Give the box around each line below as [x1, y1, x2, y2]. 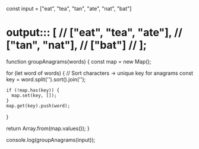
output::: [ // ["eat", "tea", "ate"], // [6, 26, 183, 39]
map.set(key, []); [11, 92, 58, 99]
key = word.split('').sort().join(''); [6, 75, 86, 83]
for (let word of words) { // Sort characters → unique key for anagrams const [6, 69, 194, 77]
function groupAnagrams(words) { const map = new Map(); [6, 58, 151, 65]
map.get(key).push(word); [6, 103, 70, 109]
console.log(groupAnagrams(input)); [6, 136, 96, 143]
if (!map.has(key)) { [6, 87, 60, 93]
